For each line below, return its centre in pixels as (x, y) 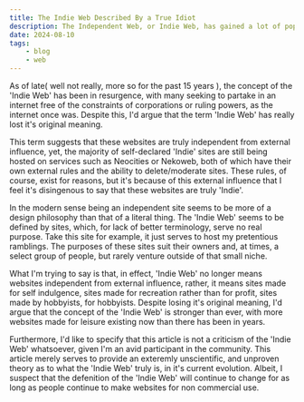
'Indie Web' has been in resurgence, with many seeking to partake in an (143, 95)
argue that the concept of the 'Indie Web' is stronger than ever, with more (146, 312)
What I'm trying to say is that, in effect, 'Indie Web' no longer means (136, 274)
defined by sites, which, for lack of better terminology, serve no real (136, 227)
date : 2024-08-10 (42, 34)
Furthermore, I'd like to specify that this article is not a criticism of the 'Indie (150, 339)
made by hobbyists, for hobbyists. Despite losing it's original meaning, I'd (146, 302)
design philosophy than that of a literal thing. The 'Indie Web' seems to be (147, 217)
